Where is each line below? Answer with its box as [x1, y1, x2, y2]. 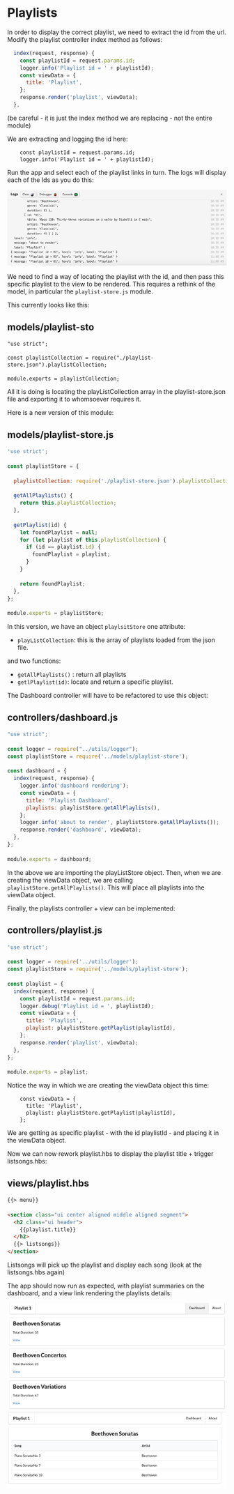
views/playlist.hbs [7, 1177, 89, 1189]
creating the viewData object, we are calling [7, 876, 134, 884]
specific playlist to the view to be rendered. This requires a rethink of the [7, 280, 216, 289]
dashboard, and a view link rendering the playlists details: [7, 1289, 173, 1297]
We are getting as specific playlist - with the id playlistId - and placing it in [7, 1129, 219, 1137]
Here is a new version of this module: [7, 409, 114, 417]
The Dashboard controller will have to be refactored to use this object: [7, 692, 208, 700]
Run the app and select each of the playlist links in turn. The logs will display [7, 168, 226, 176]
